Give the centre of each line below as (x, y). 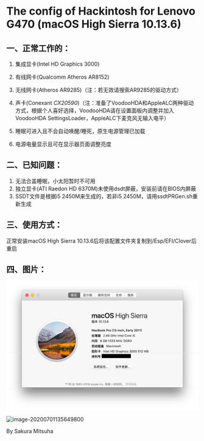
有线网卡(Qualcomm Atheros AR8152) (62, 77)
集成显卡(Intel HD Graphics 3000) (57, 64)
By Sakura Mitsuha (30, 431)
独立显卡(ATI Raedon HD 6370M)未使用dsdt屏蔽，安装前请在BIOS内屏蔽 (106, 188)
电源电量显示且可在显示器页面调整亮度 (63, 144)
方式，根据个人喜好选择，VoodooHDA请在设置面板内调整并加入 (95, 110)
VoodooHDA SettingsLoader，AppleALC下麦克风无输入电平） (92, 118)
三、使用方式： (34, 225)
